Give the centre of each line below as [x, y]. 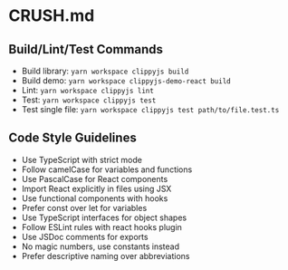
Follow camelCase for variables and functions [107, 169]
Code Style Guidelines [72, 138]
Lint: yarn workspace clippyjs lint [88, 90]
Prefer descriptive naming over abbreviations [106, 256]
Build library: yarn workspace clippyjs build [105, 71]
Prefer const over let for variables [84, 207]
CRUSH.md [52, 16]
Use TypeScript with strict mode [82, 159]
